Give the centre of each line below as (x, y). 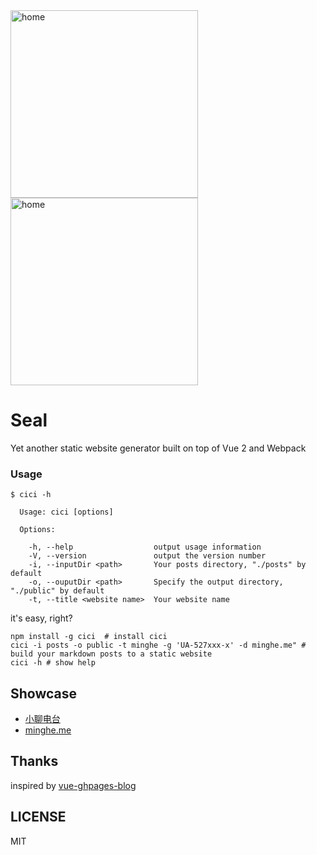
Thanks (34, 761)
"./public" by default (57, 591)
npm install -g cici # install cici (89, 637)
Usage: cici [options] (66, 512)
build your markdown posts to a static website (111, 654)
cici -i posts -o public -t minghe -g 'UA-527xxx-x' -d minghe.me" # (158, 645)
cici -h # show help (53, 663)
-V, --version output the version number (147, 556)
